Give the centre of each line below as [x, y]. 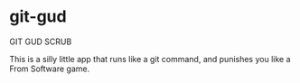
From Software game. [50, 69]
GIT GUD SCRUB [41, 41]
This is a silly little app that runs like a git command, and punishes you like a [150, 59]
